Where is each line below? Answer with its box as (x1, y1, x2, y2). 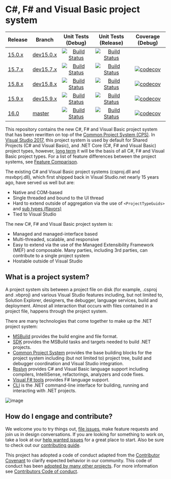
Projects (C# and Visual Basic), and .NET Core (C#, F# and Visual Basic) (5, 142, 157, 149)
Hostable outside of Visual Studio (12, 258, 83, 264)
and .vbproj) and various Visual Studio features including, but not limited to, (5, 292, 164, 298)
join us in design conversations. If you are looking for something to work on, (5, 431, 164, 437)
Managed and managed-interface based (12, 231, 98, 237)
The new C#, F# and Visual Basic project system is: (5, 221, 113, 227)
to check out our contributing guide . (5, 442, 81, 448)
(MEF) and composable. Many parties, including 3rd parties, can (12, 247, 148, 253)
